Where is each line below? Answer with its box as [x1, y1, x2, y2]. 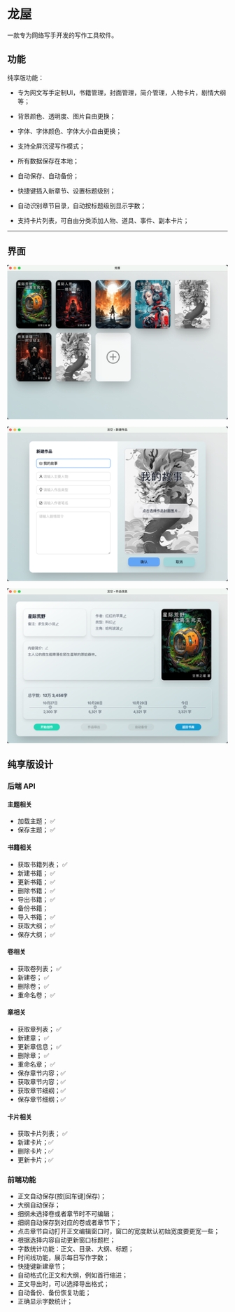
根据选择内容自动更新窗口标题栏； [17, 1236, 116, 1245]
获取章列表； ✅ [17, 1024, 62, 1033]
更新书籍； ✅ [17, 877, 56, 886]
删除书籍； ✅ [17, 886, 56, 895]
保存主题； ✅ [17, 825, 56, 834]
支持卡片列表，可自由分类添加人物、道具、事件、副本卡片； [17, 216, 190, 224]
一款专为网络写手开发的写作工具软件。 [7, 31, 117, 39]
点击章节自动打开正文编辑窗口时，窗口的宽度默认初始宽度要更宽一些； [17, 1227, 220, 1236]
